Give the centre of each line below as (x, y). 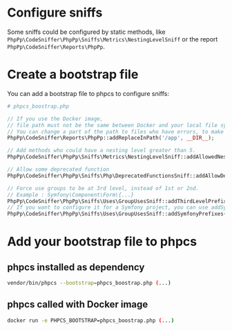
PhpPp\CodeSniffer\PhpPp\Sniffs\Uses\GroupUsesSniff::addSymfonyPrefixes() (118, 214)
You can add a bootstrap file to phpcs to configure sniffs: (88, 93)
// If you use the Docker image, (55, 119)
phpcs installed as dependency (76, 267)
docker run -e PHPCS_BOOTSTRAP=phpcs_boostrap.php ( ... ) (91, 320)
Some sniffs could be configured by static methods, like (86, 32)
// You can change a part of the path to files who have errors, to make (116, 132)
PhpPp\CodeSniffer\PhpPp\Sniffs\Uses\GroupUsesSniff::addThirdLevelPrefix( (118, 201)
